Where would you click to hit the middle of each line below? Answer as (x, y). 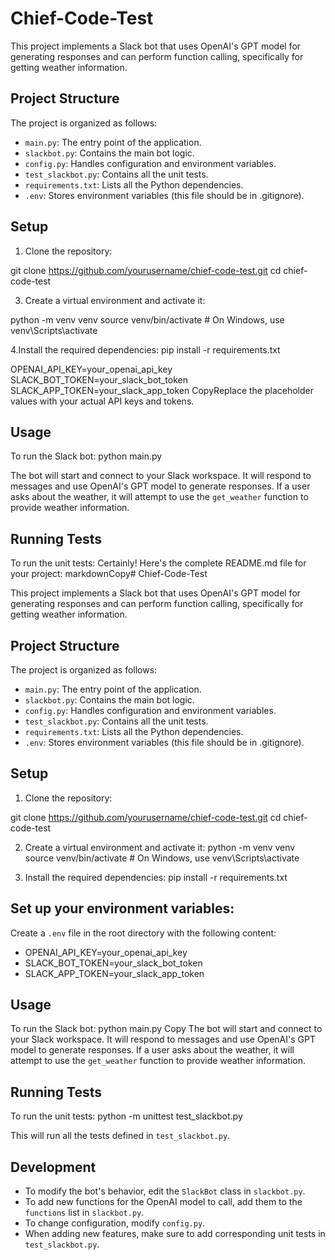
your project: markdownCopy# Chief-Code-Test (109, 574)
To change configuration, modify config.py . (115, 1223)
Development (53, 1167)
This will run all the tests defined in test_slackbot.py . (120, 1136)
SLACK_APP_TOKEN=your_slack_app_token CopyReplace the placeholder (162, 390)
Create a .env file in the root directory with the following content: (143, 933)
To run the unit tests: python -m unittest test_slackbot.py (126, 1116)
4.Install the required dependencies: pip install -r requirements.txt (145, 349)
